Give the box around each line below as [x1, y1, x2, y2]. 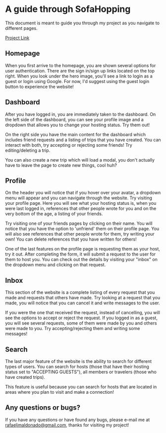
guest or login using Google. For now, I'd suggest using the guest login [5, 78, 150, 84]
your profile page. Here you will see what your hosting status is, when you [5, 200, 157, 206]
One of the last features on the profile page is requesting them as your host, [5, 246, 160, 252]
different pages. [5, 25, 38, 31]
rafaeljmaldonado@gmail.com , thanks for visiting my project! [5, 422, 129, 428]
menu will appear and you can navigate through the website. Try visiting [5, 195, 153, 201]
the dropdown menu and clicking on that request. [5, 262, 106, 268]
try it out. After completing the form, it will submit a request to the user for [5, 251, 156, 257]
